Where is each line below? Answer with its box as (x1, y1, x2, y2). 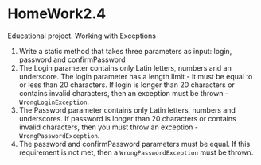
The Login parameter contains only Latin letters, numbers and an (18, 63, 232, 72)
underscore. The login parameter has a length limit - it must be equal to (18, 71, 253, 81)
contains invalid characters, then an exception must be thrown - (18, 88, 228, 98)
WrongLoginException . (18, 97, 89, 106)
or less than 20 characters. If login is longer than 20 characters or (18, 80, 236, 90)
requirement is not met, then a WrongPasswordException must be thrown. (18, 148, 254, 157)
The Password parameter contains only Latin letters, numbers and (18, 105, 236, 115)
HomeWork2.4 (7, 5, 107, 23)
